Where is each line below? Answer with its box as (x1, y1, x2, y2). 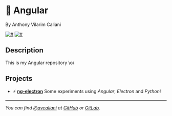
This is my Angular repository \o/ (5, 60, 75, 66)
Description (5, 46, 44, 55)
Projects (5, 74, 33, 83)
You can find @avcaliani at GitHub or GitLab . (5, 104, 101, 111)
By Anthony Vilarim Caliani (5, 21, 61, 27)
